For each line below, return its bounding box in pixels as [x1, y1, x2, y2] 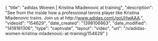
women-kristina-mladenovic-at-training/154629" [5, 31, 105, 36]
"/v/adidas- [123, 25, 147, 31]
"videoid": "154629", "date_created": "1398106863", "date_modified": [5, 20, 148, 26]
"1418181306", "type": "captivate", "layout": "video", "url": [5, 25, 123, 31]
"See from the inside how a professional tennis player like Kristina [5, 10, 140, 16]
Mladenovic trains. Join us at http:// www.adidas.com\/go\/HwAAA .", [5, 15, 144, 20]
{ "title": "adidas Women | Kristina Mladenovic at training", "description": [5, 5, 153, 10]
